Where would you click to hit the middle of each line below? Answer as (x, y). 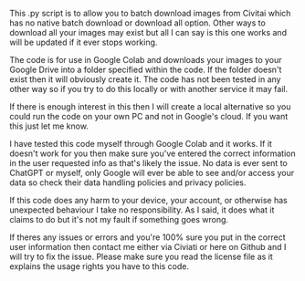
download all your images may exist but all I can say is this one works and (148, 32)
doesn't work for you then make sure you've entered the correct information (152, 153)
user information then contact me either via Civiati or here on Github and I (148, 247)
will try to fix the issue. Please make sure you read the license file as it (142, 256)
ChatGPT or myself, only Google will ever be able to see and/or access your (152, 173)
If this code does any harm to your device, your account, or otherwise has (148, 200)
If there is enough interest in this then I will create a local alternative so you (150, 107)
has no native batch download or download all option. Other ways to (138, 23)
